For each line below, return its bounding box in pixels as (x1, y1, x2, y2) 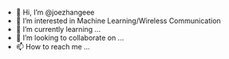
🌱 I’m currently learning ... (15, 25, 101, 33)
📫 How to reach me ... (15, 42, 90, 51)
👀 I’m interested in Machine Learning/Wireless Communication (15, 16, 221, 26)
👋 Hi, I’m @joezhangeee (15, 8, 95, 17)
